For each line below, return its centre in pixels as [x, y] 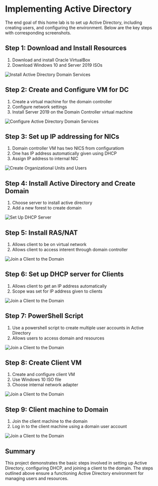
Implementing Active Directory [69, 9]
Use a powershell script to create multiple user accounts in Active [78, 328]
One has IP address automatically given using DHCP [64, 153]
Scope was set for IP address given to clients [57, 291]
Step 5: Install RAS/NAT [41, 233]
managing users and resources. [37, 479]
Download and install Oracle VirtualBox [51, 60]
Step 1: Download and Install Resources [66, 48]
